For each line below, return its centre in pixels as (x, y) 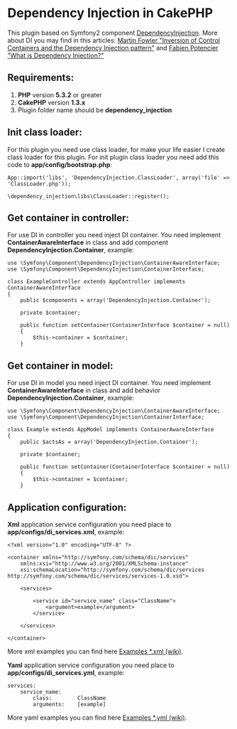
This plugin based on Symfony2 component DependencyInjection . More (112, 33)
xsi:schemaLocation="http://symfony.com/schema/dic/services (112, 570)
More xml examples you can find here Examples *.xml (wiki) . (95, 651)
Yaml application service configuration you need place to (91, 665)
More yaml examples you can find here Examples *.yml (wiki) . (97, 718)
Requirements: (41, 78)
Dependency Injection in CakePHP (110, 13)
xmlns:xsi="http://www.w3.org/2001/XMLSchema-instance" (105, 563)
